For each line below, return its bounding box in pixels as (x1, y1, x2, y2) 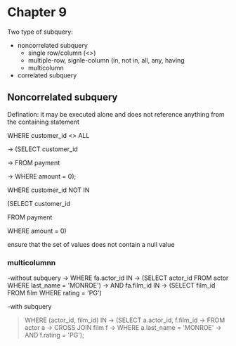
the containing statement (7, 117, 79, 126)
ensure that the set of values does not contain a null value (7, 240, 175, 248)
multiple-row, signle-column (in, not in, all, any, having (27, 56, 185, 64)
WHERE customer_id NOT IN (7, 186, 90, 194)
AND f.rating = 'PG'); (24, 331, 84, 340)
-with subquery (7, 302, 52, 311)
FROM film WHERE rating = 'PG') (7, 289, 102, 297)
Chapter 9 (7, 4, 67, 20)
